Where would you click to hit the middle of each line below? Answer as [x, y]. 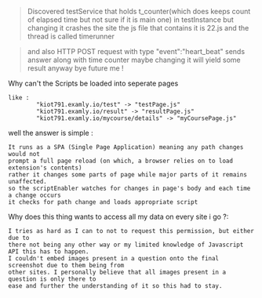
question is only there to [52, 279]
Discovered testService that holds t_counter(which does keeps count [139, 11]
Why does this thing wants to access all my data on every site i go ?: [118, 216]
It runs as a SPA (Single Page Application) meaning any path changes [126, 147]
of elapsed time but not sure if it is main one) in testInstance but [130, 20]
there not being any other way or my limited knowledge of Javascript [126, 245]
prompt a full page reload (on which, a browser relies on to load [121, 161]
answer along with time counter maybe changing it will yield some [134, 60]
